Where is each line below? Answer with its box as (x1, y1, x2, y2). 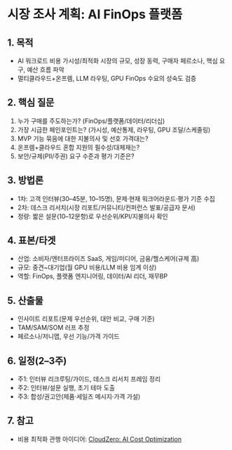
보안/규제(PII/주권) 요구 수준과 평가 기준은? (17, 152, 135, 160)
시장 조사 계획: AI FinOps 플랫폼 (7, 6, 183, 22)
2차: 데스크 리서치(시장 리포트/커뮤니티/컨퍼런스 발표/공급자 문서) (17, 203, 196, 212)
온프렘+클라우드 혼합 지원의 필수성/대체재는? (17, 143, 140, 151)
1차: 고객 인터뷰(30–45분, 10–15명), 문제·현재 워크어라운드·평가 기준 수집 (17, 194, 215, 202)
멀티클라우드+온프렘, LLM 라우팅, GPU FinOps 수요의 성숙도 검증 (17, 75, 197, 82)
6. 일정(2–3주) (7, 354, 67, 366)
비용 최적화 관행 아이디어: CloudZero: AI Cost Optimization (17, 435, 182, 443)
